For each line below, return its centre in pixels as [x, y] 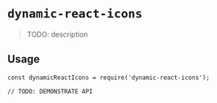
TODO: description [57, 34]
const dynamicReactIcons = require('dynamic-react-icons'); [109, 78]
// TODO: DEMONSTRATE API [50, 91]
